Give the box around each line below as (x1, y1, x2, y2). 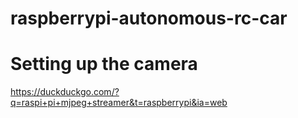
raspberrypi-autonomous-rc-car (10, 7, 288, 30)
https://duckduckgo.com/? (10, 86, 120, 98)
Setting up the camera (10, 53, 198, 76)
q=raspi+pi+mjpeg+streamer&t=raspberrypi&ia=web (10, 97, 228, 109)
